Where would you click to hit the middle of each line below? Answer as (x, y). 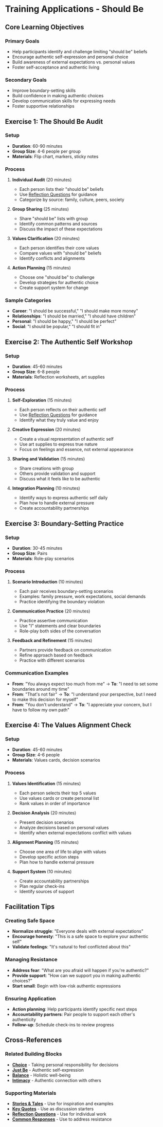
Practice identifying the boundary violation (62, 602)
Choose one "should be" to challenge (57, 277)
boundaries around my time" (41, 689)
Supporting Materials (31, 1093)
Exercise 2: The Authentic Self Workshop (69, 342)
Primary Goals (22, 41)
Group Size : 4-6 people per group (46, 151)
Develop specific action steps (49, 857)
